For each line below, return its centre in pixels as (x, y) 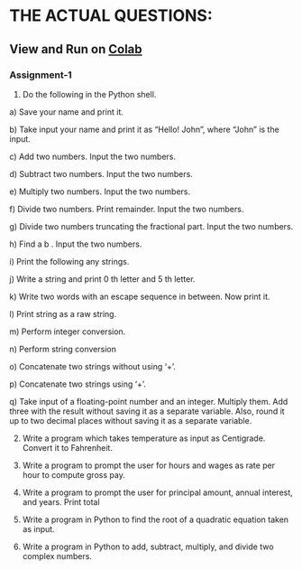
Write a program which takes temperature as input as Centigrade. (144, 438)
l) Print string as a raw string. (63, 313)
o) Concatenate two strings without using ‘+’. (92, 366)
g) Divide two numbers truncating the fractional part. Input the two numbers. (151, 226)
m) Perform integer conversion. (68, 332)
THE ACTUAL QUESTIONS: (111, 16)
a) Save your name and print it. (67, 112)
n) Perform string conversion (63, 349)
